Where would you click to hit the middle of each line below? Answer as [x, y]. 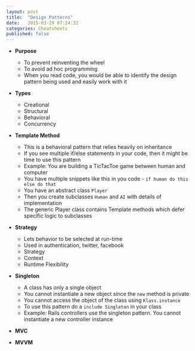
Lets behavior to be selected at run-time [73, 239]
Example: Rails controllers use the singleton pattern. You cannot [102, 313]
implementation [43, 203]
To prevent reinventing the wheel [64, 63]
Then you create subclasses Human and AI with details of [93, 197]
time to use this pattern [52, 160]
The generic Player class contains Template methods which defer [104, 209]
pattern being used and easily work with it [75, 82]
